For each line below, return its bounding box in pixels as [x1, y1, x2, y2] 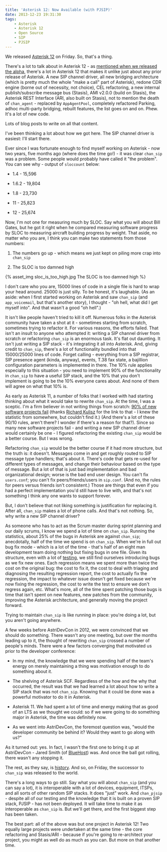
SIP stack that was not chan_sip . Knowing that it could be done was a [12, 688, 155, 694]
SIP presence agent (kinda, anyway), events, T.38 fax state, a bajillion [5, 356, 148, 362]
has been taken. [5, 811, 38, 817]
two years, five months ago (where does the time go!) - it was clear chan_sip [5, 150, 163, 156]
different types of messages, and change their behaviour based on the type [5, 461, 161, 467]
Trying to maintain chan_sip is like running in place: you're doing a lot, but [5, 612, 156, 618]
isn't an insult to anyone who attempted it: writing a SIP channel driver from [5, 330, 160, 336]
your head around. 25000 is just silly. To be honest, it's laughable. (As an [5, 288, 155, 294]
